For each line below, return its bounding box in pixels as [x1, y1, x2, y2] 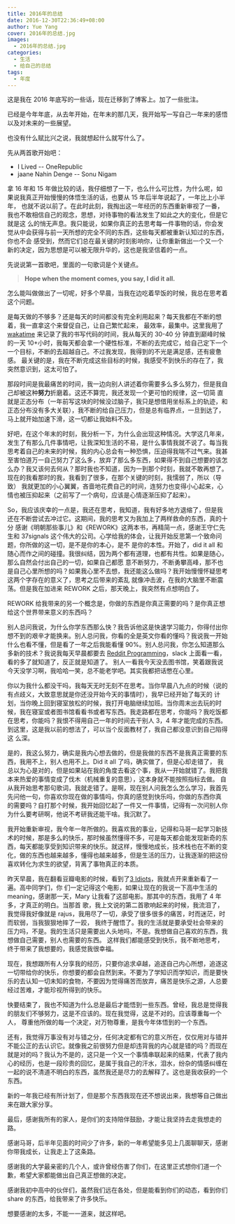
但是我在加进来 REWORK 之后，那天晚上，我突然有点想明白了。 [19, 585, 203, 593]
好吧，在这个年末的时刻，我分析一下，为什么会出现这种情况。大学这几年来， [7, 429, 228, 438]
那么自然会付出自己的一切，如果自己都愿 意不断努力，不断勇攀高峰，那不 [7, 558, 218, 567]
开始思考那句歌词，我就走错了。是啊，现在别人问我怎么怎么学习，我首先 [19, 784, 228, 792]
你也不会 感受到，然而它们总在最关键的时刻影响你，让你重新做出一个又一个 [7, 237, 224, 245]
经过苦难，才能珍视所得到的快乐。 [7, 985, 106, 994]
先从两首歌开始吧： [7, 148, 63, 157]
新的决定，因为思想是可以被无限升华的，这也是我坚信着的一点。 [7, 245, 191, 254]
